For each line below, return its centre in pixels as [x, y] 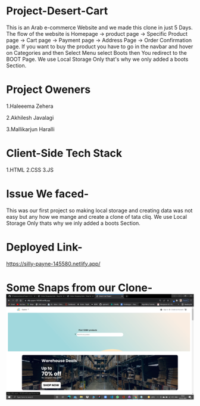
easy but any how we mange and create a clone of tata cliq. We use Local [97, 216]
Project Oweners [49, 90]
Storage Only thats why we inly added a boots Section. [74, 223]
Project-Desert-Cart [57, 11]
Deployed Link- [44, 247]
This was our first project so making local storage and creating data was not [99, 210]
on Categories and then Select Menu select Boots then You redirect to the [97, 52]
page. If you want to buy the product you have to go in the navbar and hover [100, 47]
